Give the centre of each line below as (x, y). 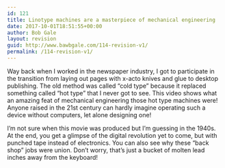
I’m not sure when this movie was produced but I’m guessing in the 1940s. (111, 128)
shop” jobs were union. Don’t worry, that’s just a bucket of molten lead (106, 150)
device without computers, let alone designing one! (79, 115)
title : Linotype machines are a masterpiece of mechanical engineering (111, 20)
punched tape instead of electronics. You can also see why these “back (108, 143)
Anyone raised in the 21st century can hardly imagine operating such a (106, 108)
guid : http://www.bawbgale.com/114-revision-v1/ (78, 45)
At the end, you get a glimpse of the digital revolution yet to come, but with (112, 135)
